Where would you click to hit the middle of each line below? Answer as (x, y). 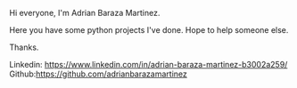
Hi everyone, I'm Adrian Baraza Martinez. (85, 13)
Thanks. (24, 47)
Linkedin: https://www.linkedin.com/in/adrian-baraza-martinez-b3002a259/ (148, 64)
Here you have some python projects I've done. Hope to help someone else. (149, 30)
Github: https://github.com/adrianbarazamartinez (98, 74)
